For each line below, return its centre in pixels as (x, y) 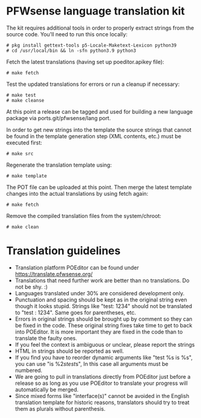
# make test (21, 95)
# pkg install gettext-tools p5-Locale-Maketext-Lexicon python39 (91, 45)
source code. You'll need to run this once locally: (67, 34)
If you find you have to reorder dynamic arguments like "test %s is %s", (104, 357)
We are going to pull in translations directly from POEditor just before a (103, 376)
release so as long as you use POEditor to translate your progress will (101, 383)
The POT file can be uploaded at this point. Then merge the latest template (99, 187)
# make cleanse (25, 100)
